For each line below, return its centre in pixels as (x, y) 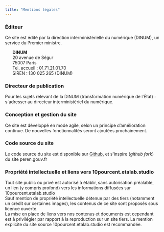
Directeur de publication (35, 86)
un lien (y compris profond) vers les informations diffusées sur (68, 188)
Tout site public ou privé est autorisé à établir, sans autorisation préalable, (80, 183)
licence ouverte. (21, 209)
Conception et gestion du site (41, 115)
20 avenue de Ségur (33, 58)
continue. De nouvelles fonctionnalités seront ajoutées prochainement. (76, 130)
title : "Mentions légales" (33, 10)
